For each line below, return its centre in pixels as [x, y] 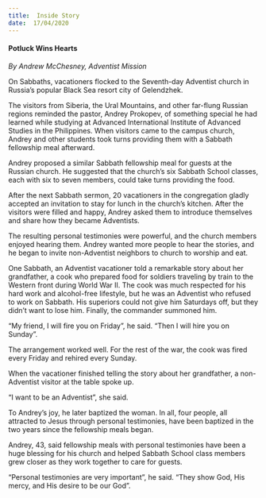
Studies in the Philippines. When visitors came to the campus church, [121, 130]
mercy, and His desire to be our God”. [69, 485]
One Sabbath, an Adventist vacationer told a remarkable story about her [126, 268]
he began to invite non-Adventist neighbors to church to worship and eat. [128, 253]
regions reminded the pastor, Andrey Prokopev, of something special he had [133, 114]
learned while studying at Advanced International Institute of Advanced [125, 122]
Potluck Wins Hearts [43, 48]
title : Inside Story [44, 15]
